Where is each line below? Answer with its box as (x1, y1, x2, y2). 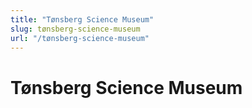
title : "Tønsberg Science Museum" (10, 14, 155, 25)
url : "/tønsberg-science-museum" (10, 33, 150, 43)
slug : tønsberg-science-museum (10, 24, 141, 34)
